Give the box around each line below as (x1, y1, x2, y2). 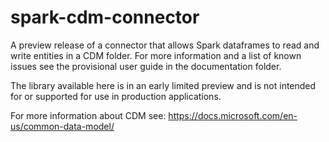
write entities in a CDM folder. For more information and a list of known (10, 49, 302, 61)
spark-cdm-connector (10, 6, 200, 29)
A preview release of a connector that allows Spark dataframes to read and (10, 39, 320, 51)
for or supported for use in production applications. (10, 90, 222, 102)
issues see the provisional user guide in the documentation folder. (10, 60, 282, 72)
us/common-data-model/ (10, 120, 115, 132)
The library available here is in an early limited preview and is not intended (10, 79, 317, 91)
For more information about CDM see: (10, 109, 167, 121)
